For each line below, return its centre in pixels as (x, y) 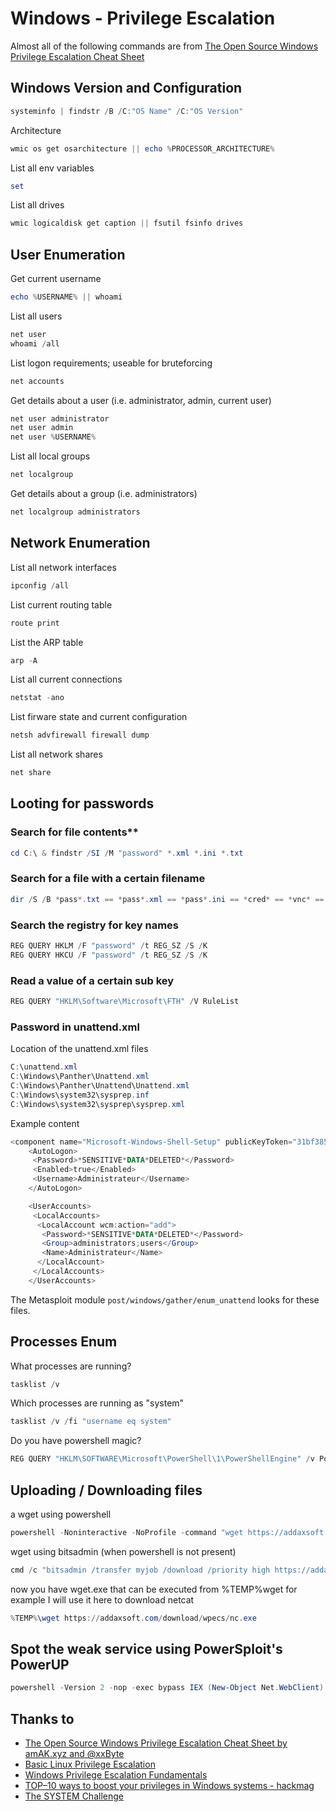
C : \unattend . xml (44, 1067)
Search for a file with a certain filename (108, 879)
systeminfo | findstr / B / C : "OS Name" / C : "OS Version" (127, 111)
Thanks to (42, 1718)
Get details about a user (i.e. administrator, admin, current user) (141, 400)
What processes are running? (71, 1366)
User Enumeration (68, 254)
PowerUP (40, 1665)
